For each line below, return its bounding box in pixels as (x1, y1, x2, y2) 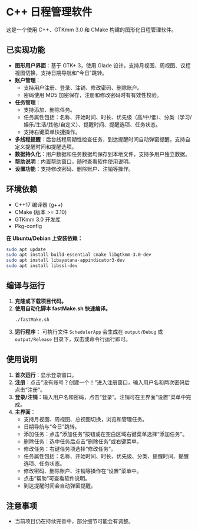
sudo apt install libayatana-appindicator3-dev (6, 258, 126, 264)
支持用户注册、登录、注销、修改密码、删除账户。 (23, 84, 143, 91)
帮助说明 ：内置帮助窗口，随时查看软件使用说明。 (14, 158, 134, 165)
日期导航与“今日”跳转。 (23, 423, 80, 430)
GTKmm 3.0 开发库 (14, 216, 61, 223)
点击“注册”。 (14, 386, 46, 393)
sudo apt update (6, 246, 46, 252)
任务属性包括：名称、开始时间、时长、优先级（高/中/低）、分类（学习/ (23, 113, 192, 121)
